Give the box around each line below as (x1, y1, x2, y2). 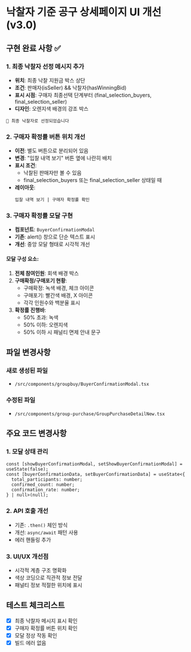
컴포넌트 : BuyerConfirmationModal (14, 226, 95, 233)
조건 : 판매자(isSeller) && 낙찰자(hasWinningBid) (14, 84, 127, 91)
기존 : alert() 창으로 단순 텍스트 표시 (14, 233, 95, 240)
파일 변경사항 (6, 347, 51, 358)
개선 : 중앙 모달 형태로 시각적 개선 (14, 241, 90, 248)
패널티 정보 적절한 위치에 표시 (14, 581, 82, 588)
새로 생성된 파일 (6, 366, 48, 375)
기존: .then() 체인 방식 (14, 521, 68, 528)
